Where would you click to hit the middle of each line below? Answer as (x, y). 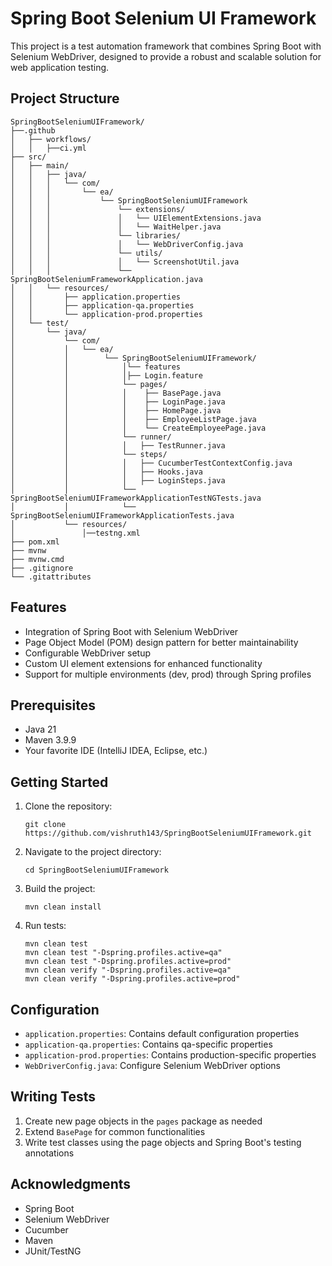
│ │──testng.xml (75, 533)
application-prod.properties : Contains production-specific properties (170, 1055)
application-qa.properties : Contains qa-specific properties (148, 1044)
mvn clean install (63, 907)
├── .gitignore (42, 568)
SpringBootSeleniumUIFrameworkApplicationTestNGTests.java (136, 498)
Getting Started (59, 782)
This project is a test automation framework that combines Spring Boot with (166, 46)
